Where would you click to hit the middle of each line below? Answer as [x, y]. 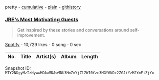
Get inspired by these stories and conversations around [73, 30]
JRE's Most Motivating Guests [42, 19]
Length [90, 57]
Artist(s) [46, 57]
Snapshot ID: [18, 68]
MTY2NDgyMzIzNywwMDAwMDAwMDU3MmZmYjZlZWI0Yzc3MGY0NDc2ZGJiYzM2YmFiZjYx [79, 73]
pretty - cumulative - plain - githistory [43, 7]
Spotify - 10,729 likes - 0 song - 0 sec [43, 45]
